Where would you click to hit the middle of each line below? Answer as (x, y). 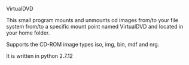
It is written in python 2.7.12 (39, 56)
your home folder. (28, 33)
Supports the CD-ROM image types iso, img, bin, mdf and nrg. (83, 44)
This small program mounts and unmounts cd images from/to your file (92, 20)
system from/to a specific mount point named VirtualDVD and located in (95, 27)
